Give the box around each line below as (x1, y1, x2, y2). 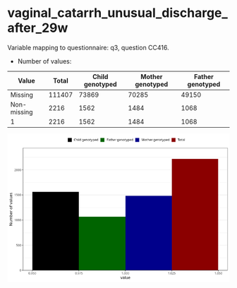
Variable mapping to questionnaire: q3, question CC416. (7, 43, 169, 52)
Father (193, 73, 214, 81)
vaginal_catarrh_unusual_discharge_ (7, 5, 228, 21)
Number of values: (17, 56, 72, 65)
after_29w (7, 20, 68, 36)
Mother (140, 73, 163, 81)
